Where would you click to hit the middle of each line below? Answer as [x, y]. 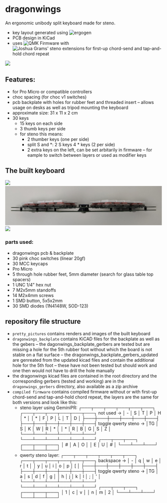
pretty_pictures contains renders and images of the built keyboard [81, 333]
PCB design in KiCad [34, 38]
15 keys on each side [41, 123]
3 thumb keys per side [42, 128]
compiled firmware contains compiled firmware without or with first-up [85, 392]
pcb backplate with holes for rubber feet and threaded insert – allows [83, 102]
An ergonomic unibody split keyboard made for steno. [60, 23]
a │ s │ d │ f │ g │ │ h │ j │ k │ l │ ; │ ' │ [60, 476]
